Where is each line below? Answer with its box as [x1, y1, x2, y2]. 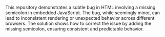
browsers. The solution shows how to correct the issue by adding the [5, 20, 152, 26]
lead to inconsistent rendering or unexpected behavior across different [5, 15, 155, 21]
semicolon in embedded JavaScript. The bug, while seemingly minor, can [5, 10, 160, 16]
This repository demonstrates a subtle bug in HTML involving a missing [5, 5, 156, 10]
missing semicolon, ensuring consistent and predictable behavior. [5, 26, 144, 32]
